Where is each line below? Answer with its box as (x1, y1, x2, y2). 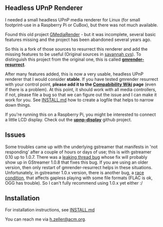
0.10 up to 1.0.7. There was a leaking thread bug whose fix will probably (5, 154, 147, 160)
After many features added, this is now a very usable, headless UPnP (5, 71, 144, 77)
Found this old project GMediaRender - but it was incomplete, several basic (5, 31, 156, 37)
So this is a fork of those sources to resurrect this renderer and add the (5, 46, 148, 52)
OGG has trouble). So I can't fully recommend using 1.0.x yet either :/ (5, 180, 143, 186)
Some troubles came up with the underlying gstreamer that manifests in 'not (5, 144, 158, 150)
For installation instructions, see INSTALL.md (5, 207, 95, 213)
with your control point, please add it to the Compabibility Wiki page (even (5, 81, 157, 87)
